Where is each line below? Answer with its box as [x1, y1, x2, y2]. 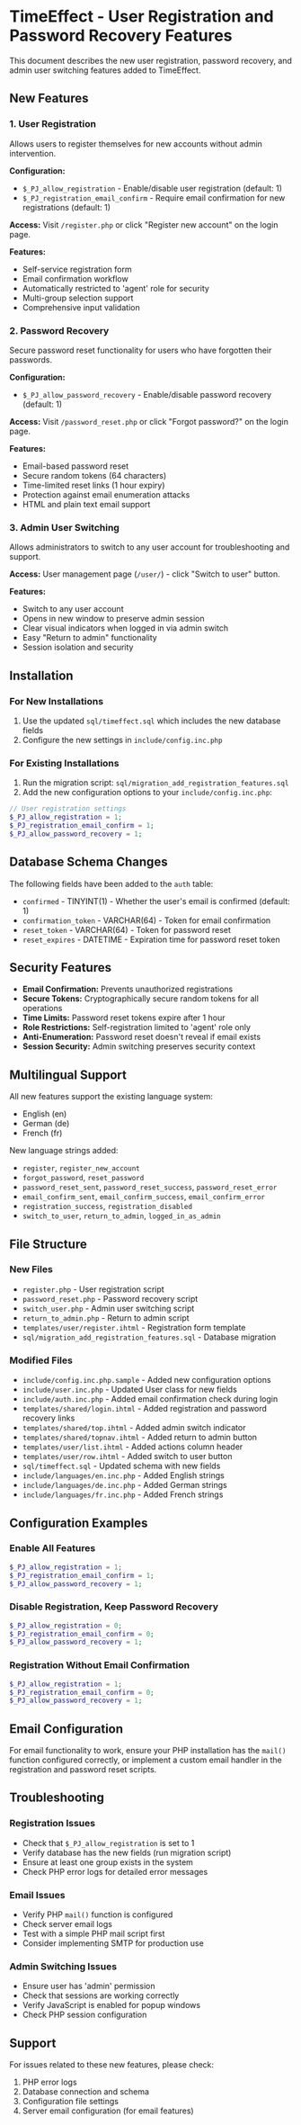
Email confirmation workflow [22, 273, 128, 284]
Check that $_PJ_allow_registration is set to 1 [22, 1837, 195, 1848]
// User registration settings [9, 804, 127, 813]
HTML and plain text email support [22, 498, 151, 509]
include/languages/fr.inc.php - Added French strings [22, 1489, 224, 1500]
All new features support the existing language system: [9, 1091, 213, 1102]
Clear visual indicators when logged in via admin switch [22, 623, 229, 633]
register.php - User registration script [22, 1284, 164, 1295]
